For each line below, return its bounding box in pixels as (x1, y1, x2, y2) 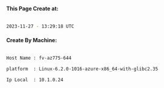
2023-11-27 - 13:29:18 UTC (6, 24, 74, 30)
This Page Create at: (6, 5, 59, 12)
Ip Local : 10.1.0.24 (6, 77, 64, 83)
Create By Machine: (6, 36, 57, 43)
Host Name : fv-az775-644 (6, 55, 71, 61)
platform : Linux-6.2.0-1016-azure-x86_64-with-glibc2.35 (6, 66, 159, 72)
